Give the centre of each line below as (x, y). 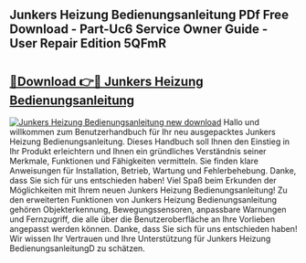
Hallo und (242, 122)
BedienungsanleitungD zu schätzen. (78, 248)
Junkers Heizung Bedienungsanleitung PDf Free (149, 15)
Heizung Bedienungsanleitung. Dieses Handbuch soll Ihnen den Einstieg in (150, 142)
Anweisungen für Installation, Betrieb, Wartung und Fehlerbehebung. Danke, (153, 171)
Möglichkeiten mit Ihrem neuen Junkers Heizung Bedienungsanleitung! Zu (148, 190)
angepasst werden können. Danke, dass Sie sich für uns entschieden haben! (153, 229)
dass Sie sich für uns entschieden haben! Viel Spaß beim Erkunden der (143, 180)
